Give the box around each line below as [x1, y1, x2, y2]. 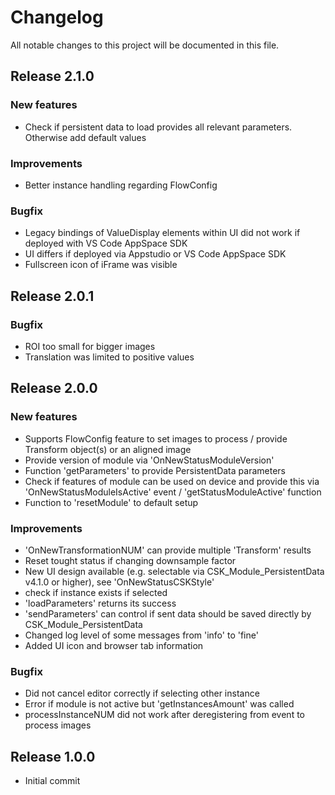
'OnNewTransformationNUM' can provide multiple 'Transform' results [24, 544, 312, 556]
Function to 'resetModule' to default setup [24, 496, 199, 508]
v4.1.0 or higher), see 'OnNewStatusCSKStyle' [24, 576, 215, 588]
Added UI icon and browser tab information [24, 639, 204, 651]
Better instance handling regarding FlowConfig [24, 179, 218, 191]
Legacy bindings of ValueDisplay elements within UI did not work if [24, 227, 301, 239]
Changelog [10, 6, 104, 29]
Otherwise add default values [24, 131, 147, 143]
